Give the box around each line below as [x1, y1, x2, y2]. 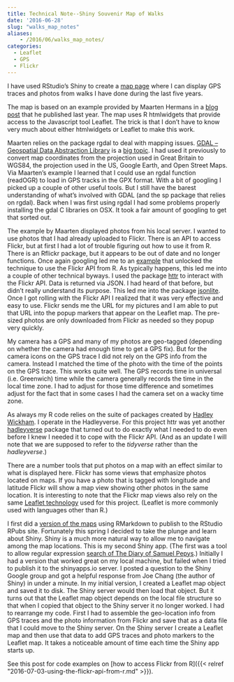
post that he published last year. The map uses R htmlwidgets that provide [7, 110, 221, 118]
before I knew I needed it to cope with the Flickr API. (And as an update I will [7, 432, 227, 441]
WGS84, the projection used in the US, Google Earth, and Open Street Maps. [7, 161, 228, 169]
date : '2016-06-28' [7, 17, 64, 24]
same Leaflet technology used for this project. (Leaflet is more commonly [7, 498, 219, 507]
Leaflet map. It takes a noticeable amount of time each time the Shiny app [7, 639, 220, 647]
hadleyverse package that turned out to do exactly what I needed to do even [7, 425, 228, 433]
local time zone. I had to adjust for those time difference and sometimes [7, 381, 214, 390]
